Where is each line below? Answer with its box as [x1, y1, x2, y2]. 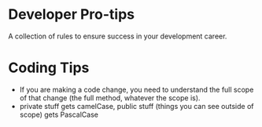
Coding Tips [8, 59, 90, 77]
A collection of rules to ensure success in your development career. [8, 31, 227, 41]
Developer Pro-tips [8, 5, 135, 24]
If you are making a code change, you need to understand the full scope [19, 85, 254, 94]
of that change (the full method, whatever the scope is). [19, 93, 201, 103]
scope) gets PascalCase [19, 110, 98, 119]
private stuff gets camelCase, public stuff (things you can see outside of [19, 101, 254, 111]
